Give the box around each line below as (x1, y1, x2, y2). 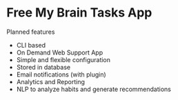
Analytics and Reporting (16, 77, 86, 86)
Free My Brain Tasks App (6, 5, 152, 21)
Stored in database (16, 63, 70, 71)
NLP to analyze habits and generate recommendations (16, 85, 172, 93)
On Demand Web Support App (16, 48, 103, 57)
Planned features (6, 28, 55, 36)
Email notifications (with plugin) (16, 70, 106, 79)
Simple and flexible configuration (16, 55, 111, 63)
